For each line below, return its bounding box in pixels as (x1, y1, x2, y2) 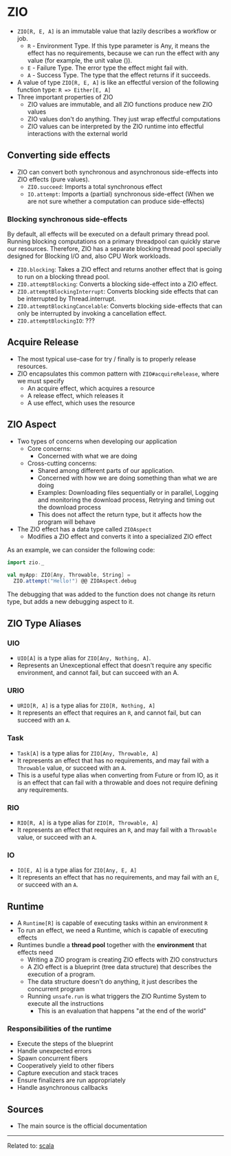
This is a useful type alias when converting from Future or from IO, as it (16, 771, 219, 779)
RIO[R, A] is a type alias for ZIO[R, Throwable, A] (16, 818, 159, 827)
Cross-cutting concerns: (27, 459, 98, 467)
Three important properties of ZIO (16, 92, 113, 101)
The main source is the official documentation (16, 1122, 148, 1130)
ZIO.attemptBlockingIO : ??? (16, 316, 95, 325)
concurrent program (27, 984, 85, 993)
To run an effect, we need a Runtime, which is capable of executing (16, 926, 208, 934)
